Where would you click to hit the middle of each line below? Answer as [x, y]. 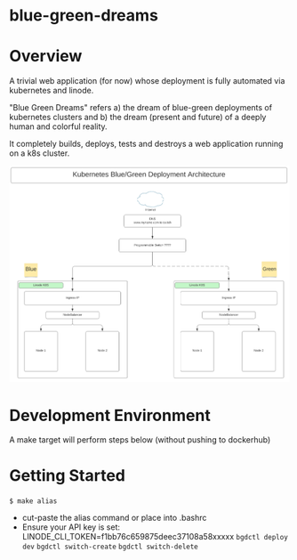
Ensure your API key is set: [71, 527]
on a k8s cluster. [40, 153]
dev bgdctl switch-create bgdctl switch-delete [110, 547]
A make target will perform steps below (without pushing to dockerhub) [140, 440]
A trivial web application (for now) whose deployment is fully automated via [147, 81]
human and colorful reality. [59, 126]
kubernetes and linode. [52, 91]
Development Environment [110, 415]
